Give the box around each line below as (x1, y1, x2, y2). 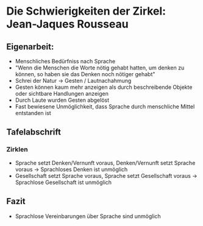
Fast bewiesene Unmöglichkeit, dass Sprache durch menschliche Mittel (15, 103, 195, 110)
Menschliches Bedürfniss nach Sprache (15, 58, 116, 65)
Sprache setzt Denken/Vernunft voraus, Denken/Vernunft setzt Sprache (15, 159, 196, 166)
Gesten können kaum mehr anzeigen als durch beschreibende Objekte (15, 83, 193, 91)
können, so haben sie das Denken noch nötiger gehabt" (15, 71, 155, 77)
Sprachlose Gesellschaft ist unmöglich (15, 178, 112, 186)
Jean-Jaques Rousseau (6, 17, 129, 31)
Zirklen (6, 145, 29, 154)
